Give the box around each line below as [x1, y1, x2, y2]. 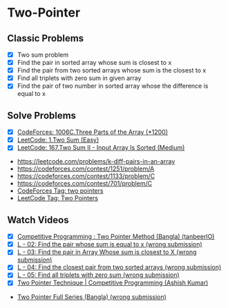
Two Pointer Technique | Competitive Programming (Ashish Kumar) [17, 278, 209, 287]
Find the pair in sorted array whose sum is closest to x [17, 59, 172, 67]
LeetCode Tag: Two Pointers [17, 194, 99, 202]
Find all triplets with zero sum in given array [17, 74, 142, 82]
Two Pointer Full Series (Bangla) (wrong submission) [17, 292, 167, 301]
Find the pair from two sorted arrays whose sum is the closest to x [17, 66, 207, 75]
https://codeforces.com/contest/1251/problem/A [17, 164, 155, 173]
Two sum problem [17, 50, 69, 59]
